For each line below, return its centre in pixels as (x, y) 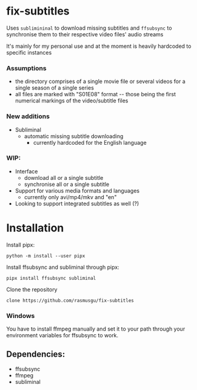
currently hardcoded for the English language (90, 142)
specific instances (29, 52)
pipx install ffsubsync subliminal (51, 278)
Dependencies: (36, 355)
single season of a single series (54, 88)
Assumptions (26, 68)
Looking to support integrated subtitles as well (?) (77, 203)
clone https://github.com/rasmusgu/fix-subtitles (70, 300)
